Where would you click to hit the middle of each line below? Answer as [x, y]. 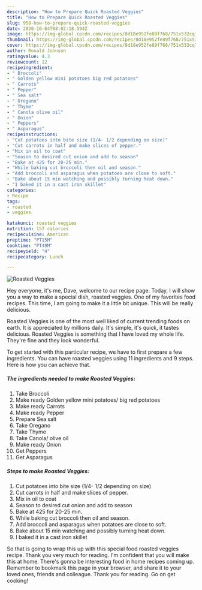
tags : [13, 201]
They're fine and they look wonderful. [53, 341]
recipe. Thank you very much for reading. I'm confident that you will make [98, 555]
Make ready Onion [38, 445]
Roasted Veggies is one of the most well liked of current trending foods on [99, 321]
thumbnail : [20, 40]
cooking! [18, 581]
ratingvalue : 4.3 [28, 56]
